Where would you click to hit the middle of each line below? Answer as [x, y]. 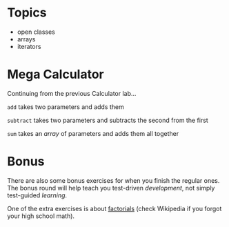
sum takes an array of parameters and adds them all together [93, 133]
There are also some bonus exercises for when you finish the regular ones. [113, 180]
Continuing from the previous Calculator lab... [72, 93]
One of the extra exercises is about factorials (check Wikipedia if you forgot [114, 208]
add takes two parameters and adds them [66, 107]
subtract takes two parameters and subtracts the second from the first [108, 120]
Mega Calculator [56, 75]
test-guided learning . [37, 195]
